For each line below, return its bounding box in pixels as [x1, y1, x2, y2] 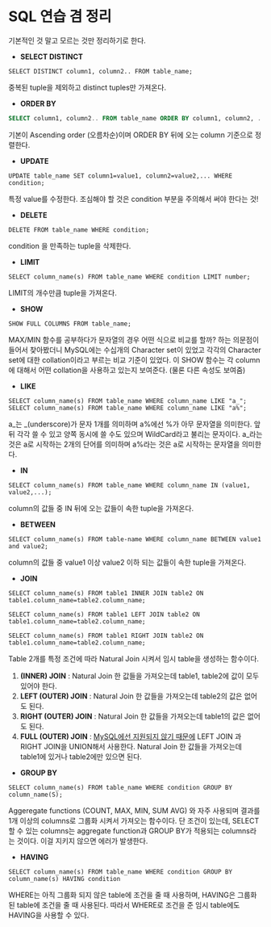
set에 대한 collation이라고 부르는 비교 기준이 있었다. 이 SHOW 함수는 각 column [8, 354, 261, 364]
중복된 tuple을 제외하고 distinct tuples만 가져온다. [8, 82, 167, 92]
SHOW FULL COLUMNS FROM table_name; [8, 320, 131, 328]
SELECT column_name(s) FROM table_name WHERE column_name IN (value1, [8, 481, 251, 489]
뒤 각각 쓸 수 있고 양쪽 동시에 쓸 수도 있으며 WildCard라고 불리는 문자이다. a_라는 [8, 429, 263, 438]
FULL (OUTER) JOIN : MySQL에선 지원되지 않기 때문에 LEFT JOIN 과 [19, 732, 242, 741]
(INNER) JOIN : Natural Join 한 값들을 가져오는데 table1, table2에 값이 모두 [19, 671, 260, 681]
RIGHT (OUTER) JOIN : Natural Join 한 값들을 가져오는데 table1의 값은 [19, 711, 246, 721]
